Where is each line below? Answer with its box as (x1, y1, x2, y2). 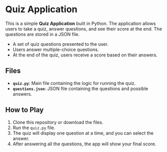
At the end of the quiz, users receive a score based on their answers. (12, 52, 158, 58)
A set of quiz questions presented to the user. (12, 41, 108, 47)
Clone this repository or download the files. (12, 119, 103, 125)
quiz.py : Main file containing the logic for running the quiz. (12, 80, 136, 86)
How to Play (5, 106, 44, 114)
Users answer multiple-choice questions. (12, 46, 99, 52)
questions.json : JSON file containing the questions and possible (12, 85, 149, 92)
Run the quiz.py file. (12, 125, 55, 131)
